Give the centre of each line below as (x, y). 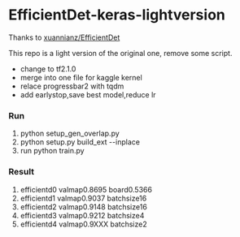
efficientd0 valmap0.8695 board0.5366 (86, 189)
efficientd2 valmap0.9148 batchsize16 (84, 207)
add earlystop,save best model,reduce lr (88, 94)
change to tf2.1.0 (48, 69)
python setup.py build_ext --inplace (80, 142)
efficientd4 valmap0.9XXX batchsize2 (84, 224)
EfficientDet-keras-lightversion (117, 15)
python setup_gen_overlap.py (70, 134)
